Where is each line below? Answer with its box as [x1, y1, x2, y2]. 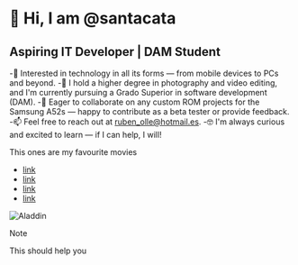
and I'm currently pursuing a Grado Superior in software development [9, 87, 267, 97]
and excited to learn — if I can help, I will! [9, 130, 162, 140]
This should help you [9, 245, 87, 256]
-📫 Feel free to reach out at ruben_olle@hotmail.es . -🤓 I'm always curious [9, 116, 285, 127]
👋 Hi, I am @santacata [9, 8, 176, 29]
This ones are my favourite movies [9, 147, 138, 157]
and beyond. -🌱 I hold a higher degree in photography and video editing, [9, 78, 277, 88]
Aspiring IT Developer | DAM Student [9, 44, 221, 59]
